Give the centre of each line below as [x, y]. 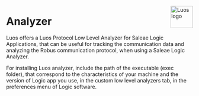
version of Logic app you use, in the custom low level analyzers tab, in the [96, 80]
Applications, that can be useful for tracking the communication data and [95, 44]
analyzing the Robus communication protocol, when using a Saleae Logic [96, 50]
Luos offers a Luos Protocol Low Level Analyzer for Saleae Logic [85, 38]
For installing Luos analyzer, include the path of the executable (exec [90, 68]
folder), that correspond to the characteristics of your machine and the [92, 74]
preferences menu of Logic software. [52, 87]
